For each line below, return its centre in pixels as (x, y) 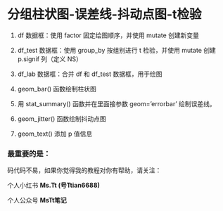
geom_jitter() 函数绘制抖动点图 (62, 119)
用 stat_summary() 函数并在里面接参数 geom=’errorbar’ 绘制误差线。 (116, 103)
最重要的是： (29, 153)
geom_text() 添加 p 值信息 (55, 134)
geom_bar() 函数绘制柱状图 (57, 89)
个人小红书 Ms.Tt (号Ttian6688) (54, 185)
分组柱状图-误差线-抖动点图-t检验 (104, 14)
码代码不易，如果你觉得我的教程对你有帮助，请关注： (84, 170)
